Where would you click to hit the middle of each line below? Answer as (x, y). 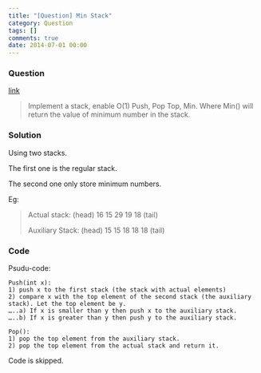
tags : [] (23, 30)
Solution (25, 135)
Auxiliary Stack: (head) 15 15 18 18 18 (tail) (96, 230)
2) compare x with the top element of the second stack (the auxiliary (130, 297)
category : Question (41, 23)
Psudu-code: (30, 268)
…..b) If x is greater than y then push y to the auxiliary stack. (123, 318)
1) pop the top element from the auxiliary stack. (94, 339)
